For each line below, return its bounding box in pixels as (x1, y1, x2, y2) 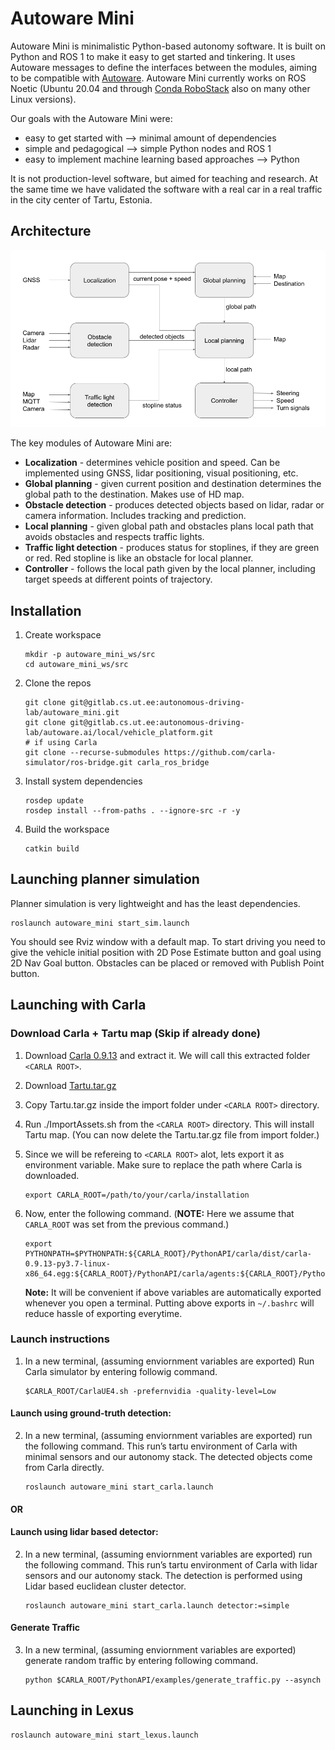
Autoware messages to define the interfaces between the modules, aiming (10, 61, 317, 73)
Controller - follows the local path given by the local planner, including (24, 563, 316, 575)
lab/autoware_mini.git (24, 708, 120, 718)
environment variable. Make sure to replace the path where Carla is (24, 1158, 303, 1171)
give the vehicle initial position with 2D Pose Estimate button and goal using (10, 946, 322, 958)
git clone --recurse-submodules (24, 748, 160, 758)
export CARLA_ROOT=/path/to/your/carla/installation (24, 1190, 250, 1200)
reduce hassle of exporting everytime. (24, 1307, 183, 1319)
